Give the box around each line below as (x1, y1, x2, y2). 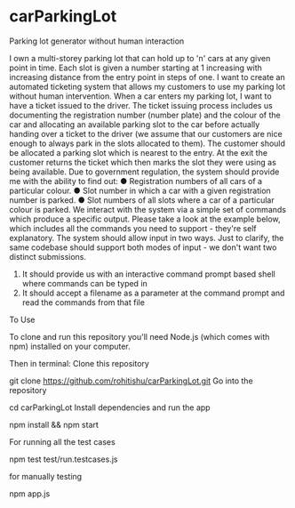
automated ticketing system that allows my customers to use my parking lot (9, 81, 286, 92)
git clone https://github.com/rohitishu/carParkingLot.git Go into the (9, 375, 253, 386)
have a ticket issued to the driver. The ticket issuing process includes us (9, 100, 273, 110)
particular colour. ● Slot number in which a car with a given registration (9, 185, 271, 196)
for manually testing (9, 471, 83, 481)
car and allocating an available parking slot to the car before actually (9, 118, 260, 130)
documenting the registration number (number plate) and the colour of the (9, 109, 282, 120)
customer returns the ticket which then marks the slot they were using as (9, 157, 277, 167)
